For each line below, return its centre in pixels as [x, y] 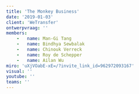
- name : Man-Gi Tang [44, 39]
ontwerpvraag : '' [27, 28]
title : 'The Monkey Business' [43, 11]
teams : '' [18, 82]
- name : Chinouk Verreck [49, 50]
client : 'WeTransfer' [32, 22]
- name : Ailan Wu [40, 60]
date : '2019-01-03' [30, 17]
